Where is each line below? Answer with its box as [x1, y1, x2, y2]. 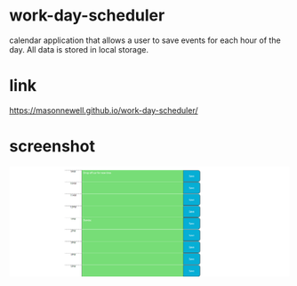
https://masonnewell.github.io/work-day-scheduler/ [9, 104, 198, 116]
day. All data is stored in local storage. [9, 44, 149, 54]
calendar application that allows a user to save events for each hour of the [9, 35, 282, 45]
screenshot [9, 136, 96, 157]
